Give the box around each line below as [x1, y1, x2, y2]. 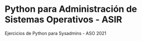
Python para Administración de [5, 3, 137, 15]
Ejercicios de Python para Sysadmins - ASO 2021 [5, 30, 106, 36]
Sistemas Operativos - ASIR [5, 14, 122, 25]
